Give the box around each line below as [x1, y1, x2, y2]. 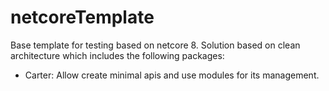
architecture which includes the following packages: [10, 49, 225, 61]
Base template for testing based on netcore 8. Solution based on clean [10, 39, 301, 51]
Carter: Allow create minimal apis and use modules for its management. [24, 69, 320, 81]
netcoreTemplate [10, 6, 155, 29]
